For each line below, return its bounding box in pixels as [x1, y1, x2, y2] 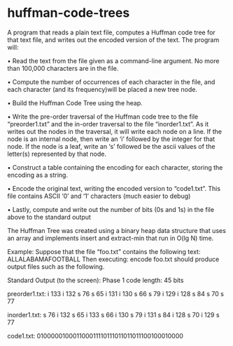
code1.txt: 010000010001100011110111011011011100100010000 [7, 331, 184, 340]
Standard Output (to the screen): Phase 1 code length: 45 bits [7, 276, 184, 284]
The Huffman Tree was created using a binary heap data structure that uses [7, 226, 226, 234]
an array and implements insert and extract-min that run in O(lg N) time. [7, 234, 214, 242]
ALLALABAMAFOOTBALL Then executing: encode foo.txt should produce [7, 255, 220, 263]
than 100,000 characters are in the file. [7, 64, 119, 72]
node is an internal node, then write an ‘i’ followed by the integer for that [7, 135, 216, 143]
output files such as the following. [7, 262, 105, 271]
